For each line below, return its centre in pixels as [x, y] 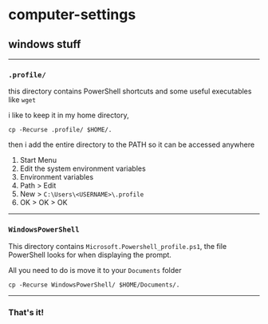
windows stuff [45, 44]
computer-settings [72, 15]
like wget [22, 100]
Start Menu [38, 160]
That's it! [26, 312]
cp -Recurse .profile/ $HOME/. [60, 130]
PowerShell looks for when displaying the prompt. [90, 255]
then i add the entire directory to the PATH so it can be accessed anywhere [132, 144]
